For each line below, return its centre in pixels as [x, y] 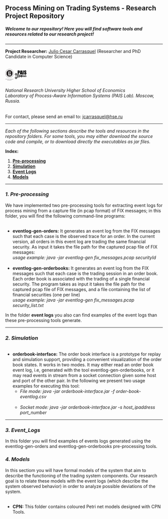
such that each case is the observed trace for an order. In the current [83, 236]
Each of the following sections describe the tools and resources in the [77, 131]
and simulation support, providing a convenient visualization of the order [87, 359]
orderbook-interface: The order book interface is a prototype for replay [86, 354]
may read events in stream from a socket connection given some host [84, 375]
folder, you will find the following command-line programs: [65, 216]
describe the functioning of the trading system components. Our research [81, 475]
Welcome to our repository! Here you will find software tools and [74, 28]
